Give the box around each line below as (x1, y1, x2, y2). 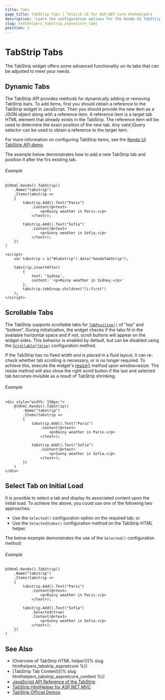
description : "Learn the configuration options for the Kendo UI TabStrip (5, 16, 162, 21)
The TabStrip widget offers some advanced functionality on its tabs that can (5, 63, 159, 69)
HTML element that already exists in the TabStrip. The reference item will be (5, 116, 159, 122)
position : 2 (5, 26, 29, 31)
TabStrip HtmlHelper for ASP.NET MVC (12, 684, 91, 690)
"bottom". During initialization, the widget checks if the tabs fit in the (5, 327, 143, 333)
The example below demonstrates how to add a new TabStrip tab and (5, 151, 146, 157)
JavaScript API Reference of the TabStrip (12, 678, 96, 685)
